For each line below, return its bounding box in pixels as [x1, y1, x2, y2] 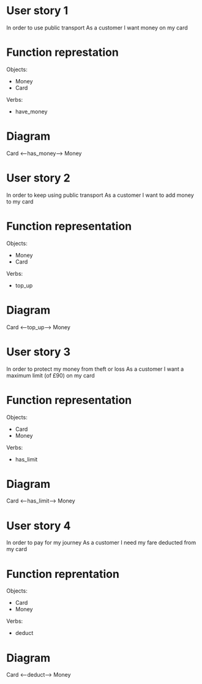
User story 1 [6, 4, 69, 18]
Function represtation [6, 45, 119, 59]
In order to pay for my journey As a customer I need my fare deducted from [6, 539, 196, 546]
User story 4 [6, 519, 71, 533]
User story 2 [6, 171, 70, 184]
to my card [6, 197, 34, 205]
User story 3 [6, 344, 71, 359]
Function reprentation [6, 567, 119, 581]
